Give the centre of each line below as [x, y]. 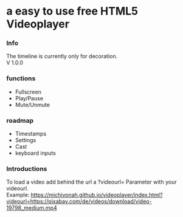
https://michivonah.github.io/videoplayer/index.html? [97, 195]
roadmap [20, 120]
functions [21, 78]
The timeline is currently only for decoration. [62, 57]
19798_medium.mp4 [32, 208]
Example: [18, 195]
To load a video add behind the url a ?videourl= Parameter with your [91, 182]
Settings [26, 140]
